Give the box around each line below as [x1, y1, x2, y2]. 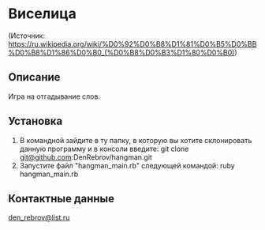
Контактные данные [8, 191, 114, 205]
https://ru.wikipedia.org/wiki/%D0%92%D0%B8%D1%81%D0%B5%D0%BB [8, 39, 257, 48]
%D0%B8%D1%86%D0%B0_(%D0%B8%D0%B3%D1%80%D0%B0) [8, 47, 235, 57]
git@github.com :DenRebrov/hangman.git [19, 152, 152, 162]
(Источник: [8, 31, 46, 40]
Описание [8, 70, 61, 84]
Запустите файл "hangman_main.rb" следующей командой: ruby [19, 160, 235, 170]
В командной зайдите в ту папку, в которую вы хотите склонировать [19, 135, 252, 145]
